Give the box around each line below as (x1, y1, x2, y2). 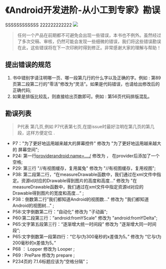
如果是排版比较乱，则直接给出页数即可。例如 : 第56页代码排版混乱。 (12, 93, 153, 99)
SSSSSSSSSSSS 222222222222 (5, 22, 72, 28)
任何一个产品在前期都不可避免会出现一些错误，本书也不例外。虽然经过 (17, 32, 162, 38)
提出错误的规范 (5, 61, 51, 69)
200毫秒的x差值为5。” (12, 240, 56, 246)
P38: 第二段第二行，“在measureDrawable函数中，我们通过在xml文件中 (12, 171, 157, 177)
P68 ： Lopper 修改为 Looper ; (12, 246, 75, 252)
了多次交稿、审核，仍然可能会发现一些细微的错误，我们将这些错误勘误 (17, 38, 162, 44)
